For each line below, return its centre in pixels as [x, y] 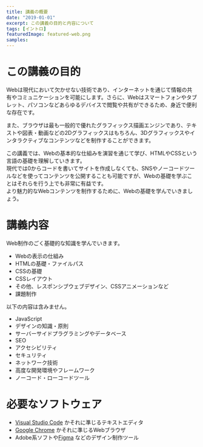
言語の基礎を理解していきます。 [46, 160]
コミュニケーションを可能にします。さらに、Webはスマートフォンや [101, 97]
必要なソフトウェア [54, 404]
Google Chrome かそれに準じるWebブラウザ [70, 429]
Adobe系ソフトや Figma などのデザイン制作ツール [77, 437]
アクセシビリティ [36, 347]
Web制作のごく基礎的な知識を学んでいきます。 [65, 243]
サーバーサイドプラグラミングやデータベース [71, 333]
